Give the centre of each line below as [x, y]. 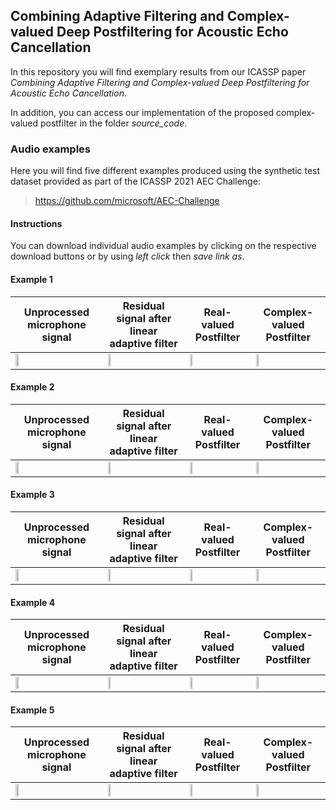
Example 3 [32, 495]
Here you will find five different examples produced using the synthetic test [165, 171]
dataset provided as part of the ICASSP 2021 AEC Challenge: [135, 181]
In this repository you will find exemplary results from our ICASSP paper [158, 71]
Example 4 [33, 602]
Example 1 [31, 279]
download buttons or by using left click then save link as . [127, 256]
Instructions [36, 223]
